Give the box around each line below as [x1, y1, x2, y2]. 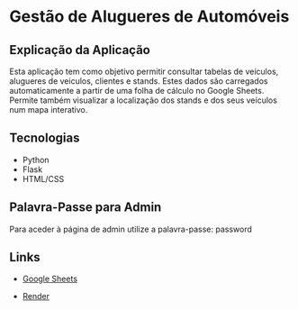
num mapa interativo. [9, 105, 88, 114]
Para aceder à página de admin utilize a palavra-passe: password [9, 223, 252, 234]
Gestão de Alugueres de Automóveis [9, 6, 290, 27]
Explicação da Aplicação [9, 42, 151, 58]
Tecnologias [9, 131, 80, 146]
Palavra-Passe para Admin [9, 200, 162, 215]
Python [22, 154, 50, 165]
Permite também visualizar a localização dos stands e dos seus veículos [9, 95, 277, 105]
